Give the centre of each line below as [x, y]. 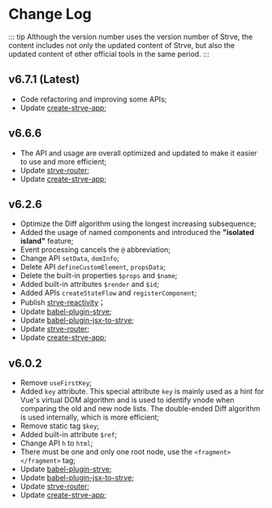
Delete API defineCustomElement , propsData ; [93, 267]
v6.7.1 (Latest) [44, 79]
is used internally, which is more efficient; [90, 417]
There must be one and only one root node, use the [106, 452]
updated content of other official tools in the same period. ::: [109, 54]
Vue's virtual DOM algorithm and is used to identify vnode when [127, 400]
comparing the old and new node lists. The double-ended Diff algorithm [140, 409]
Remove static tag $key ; [60, 426]
